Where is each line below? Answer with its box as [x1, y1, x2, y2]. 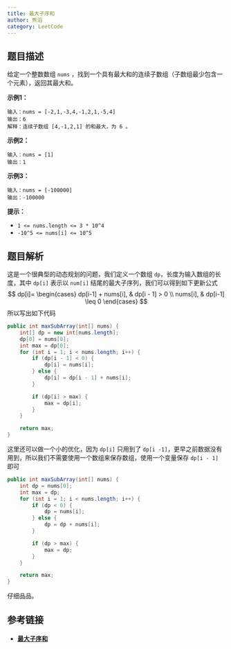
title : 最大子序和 [7, 10, 55, 17]
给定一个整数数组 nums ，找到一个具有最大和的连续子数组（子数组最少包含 [7, 70, 217, 78]
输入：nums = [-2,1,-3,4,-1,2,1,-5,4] [7, 109, 116, 116]
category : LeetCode [7, 23, 64, 30]
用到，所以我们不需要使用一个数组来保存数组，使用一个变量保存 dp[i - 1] [7, 454, 219, 461]
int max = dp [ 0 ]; [19, 342, 70, 349]
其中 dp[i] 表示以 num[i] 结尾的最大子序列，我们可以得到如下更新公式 [19, 278, 218, 287]
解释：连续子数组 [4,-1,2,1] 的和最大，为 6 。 [7, 123, 131, 130]
